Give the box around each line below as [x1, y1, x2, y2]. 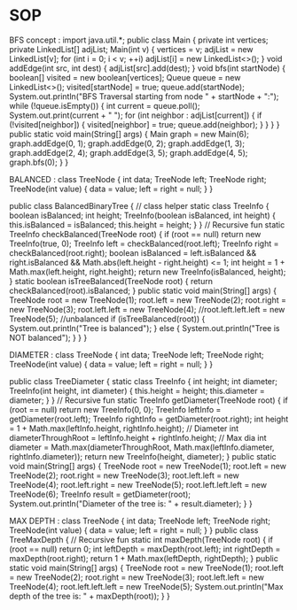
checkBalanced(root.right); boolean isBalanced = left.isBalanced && [9, 247, 257, 258]
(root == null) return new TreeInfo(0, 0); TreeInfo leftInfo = [9, 404, 222, 414]
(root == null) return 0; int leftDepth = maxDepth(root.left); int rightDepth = [9, 544, 281, 554]
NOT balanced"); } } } [9, 332, 88, 343]
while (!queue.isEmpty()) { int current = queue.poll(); [9, 100, 200, 111]
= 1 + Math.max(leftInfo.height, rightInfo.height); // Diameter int [9, 422, 239, 434]
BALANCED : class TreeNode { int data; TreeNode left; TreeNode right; [9, 174, 267, 184]
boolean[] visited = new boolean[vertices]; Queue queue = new [9, 72, 241, 82]
